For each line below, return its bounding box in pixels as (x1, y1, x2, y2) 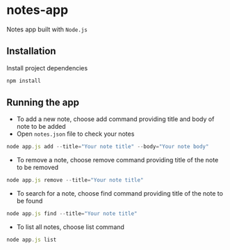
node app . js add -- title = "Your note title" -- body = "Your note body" (6, 143, 209, 150)
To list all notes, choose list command (16, 223, 124, 231)
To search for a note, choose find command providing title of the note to (16, 189, 224, 198)
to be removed (16, 163, 59, 172)
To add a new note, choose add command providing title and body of (16, 115, 215, 123)
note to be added (16, 123, 67, 131)
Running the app (6, 97, 79, 109)
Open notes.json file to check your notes (16, 130, 135, 138)
